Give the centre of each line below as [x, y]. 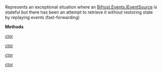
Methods [14, 27]
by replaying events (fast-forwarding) [42, 17]
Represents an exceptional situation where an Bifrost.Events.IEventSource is [81, 7]
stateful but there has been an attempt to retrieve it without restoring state [79, 12]
